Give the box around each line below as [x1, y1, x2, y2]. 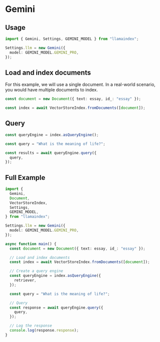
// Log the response [9, 323, 52, 329]
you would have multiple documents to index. [5, 87, 98, 93]
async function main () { [5, 241, 57, 247]
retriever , [14, 278, 37, 283]
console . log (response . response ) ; [9, 328, 79, 333]
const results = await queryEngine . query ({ [5, 150, 97, 155]
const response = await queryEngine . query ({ [9, 305, 103, 310]
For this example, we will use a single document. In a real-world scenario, [5, 82, 156, 87]
